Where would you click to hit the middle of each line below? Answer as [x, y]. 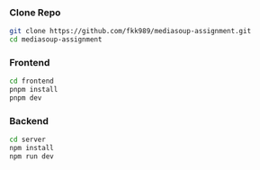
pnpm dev [26, 98]
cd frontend [31, 81]
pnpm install [34, 90]
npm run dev [31, 157]
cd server [28, 140]
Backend [29, 121]
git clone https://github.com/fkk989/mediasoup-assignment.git [130, 31]
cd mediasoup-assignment [56, 40]
